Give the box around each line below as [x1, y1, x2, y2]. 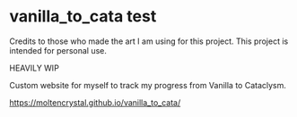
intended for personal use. [9, 45, 108, 55]
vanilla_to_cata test [9, 6, 157, 27]
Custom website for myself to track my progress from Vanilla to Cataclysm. [9, 79, 287, 90]
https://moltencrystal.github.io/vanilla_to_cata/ [9, 96, 181, 108]
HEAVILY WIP [9, 63, 60, 73]
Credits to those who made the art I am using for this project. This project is [9, 36, 289, 46]
